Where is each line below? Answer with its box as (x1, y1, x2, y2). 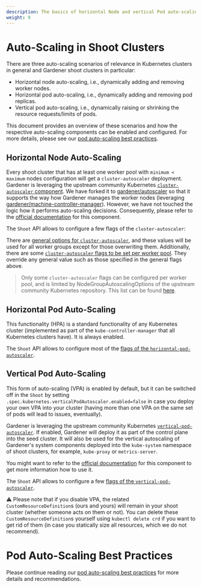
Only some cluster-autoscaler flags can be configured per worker (20, 274, 187, 281)
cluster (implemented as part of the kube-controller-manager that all (6, 327, 176, 334)
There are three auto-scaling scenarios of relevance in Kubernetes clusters (6, 60, 192, 68)
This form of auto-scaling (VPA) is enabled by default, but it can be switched (6, 384, 196, 392)
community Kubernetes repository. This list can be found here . (20, 287, 176, 294)
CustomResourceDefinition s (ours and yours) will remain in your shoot (6, 502, 179, 509)
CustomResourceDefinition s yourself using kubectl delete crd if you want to (6, 515, 196, 522)
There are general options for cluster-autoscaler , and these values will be (6, 236, 191, 244)
